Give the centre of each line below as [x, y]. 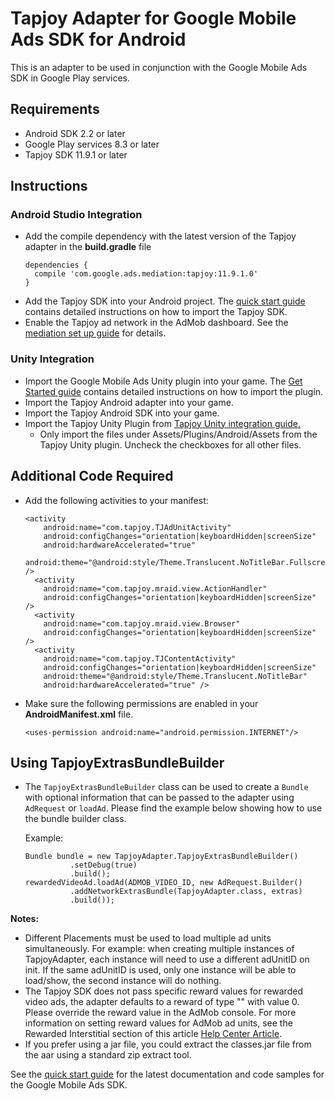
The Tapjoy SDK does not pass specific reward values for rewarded [163, 991]
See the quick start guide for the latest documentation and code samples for [167, 1074]
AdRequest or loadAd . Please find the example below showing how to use [173, 808]
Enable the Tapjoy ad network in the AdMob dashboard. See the [156, 323]
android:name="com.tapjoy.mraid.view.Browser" [142, 623]
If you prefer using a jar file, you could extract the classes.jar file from [168, 1044]
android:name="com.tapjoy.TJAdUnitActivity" [137, 527]
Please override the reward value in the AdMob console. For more [160, 1013]
